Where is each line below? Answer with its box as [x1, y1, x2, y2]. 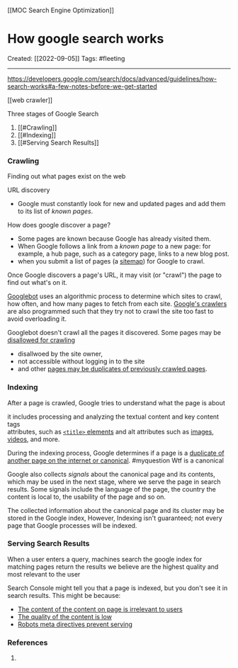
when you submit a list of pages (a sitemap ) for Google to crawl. [17, 257, 205, 266]
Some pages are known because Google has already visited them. [17, 234, 211, 243]
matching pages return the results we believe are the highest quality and [7, 562, 219, 571]
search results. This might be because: [7, 591, 121, 599]
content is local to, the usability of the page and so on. [7, 492, 166, 501]
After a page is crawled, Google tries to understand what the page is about [7, 398, 225, 407]
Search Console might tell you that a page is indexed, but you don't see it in [7, 584, 228, 592]
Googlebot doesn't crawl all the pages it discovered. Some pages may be [7, 329, 222, 337]
